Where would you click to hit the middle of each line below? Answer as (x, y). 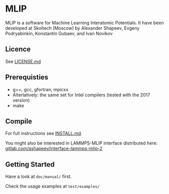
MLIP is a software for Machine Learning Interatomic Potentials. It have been (84, 23)
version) (21, 100)
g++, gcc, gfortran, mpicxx (40, 89)
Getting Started (30, 164)
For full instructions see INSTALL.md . (44, 134)
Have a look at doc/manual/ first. (39, 176)
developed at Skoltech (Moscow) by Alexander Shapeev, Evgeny (72, 28)
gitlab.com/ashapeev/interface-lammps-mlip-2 (54, 149)
